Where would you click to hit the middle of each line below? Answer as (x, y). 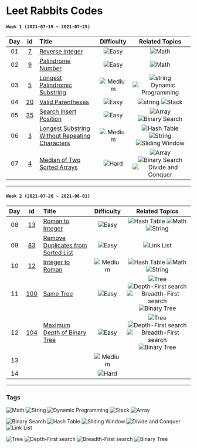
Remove (55, 237)
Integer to (57, 262)
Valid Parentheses (64, 102)
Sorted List (58, 252)
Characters (55, 143)
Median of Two (60, 160)
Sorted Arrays (58, 167)
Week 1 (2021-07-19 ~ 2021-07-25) (48, 27)
